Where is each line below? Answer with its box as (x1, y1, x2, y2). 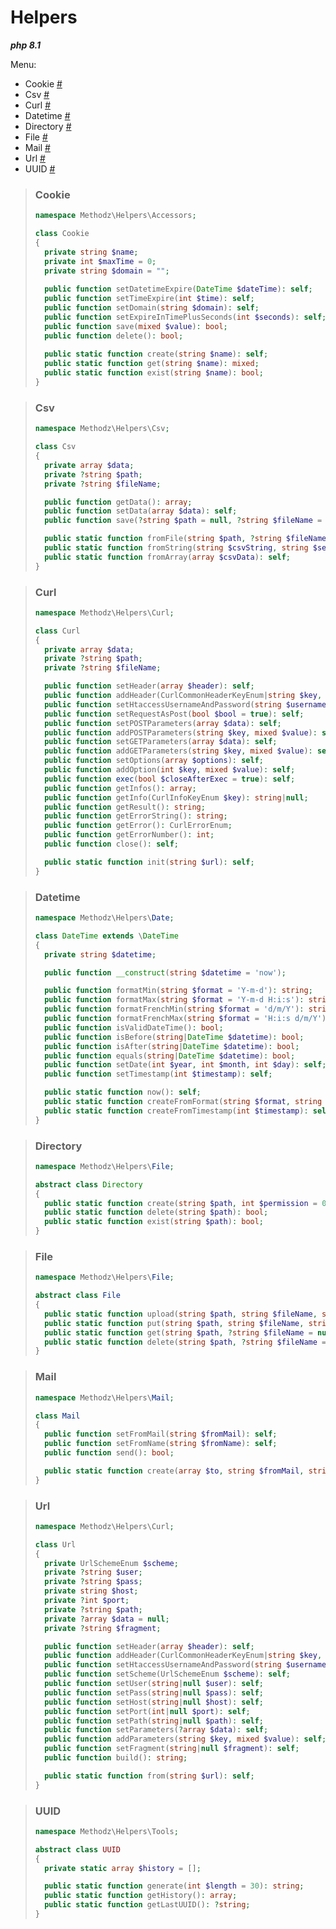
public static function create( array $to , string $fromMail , (44, 1466, 305, 1476)
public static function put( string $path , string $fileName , (44, 1318, 305, 1328)
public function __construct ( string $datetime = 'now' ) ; (44, 967, 287, 978)
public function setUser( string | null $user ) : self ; (44, 1679, 265, 1689)
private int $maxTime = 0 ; (44, 256, 157, 266)
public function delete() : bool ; (44, 331, 184, 341)
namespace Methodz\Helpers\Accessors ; (34, 211, 197, 221)
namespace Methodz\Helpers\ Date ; (34, 913, 175, 923)
